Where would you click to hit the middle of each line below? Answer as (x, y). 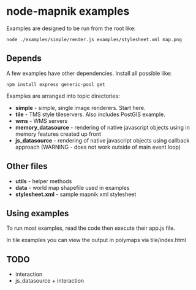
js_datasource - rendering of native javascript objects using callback (102, 140)
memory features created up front (58, 134)
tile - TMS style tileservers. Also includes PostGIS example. (90, 114)
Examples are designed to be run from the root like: (71, 28)
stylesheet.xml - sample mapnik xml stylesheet (76, 194)
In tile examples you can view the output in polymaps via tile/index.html (96, 240)
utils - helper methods (43, 181)
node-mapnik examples (68, 11)
